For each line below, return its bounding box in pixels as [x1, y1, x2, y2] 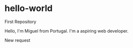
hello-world [4, 3, 53, 14]
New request [4, 37, 31, 43]
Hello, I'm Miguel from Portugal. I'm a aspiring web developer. [4, 28, 129, 34]
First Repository [4, 19, 37, 24]
